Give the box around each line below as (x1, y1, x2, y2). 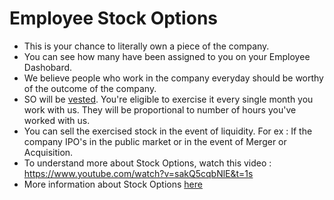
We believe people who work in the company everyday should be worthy (23, 72, 324, 84)
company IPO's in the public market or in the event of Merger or (23, 135, 287, 147)
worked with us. (23, 114, 91, 126)
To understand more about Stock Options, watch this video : (23, 157, 272, 169)
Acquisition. (23, 146, 74, 158)
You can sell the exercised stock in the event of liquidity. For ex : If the (23, 125, 313, 137)
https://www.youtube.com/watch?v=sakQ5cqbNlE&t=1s (23, 167, 254, 179)
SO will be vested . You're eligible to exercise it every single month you (23, 93, 314, 105)
